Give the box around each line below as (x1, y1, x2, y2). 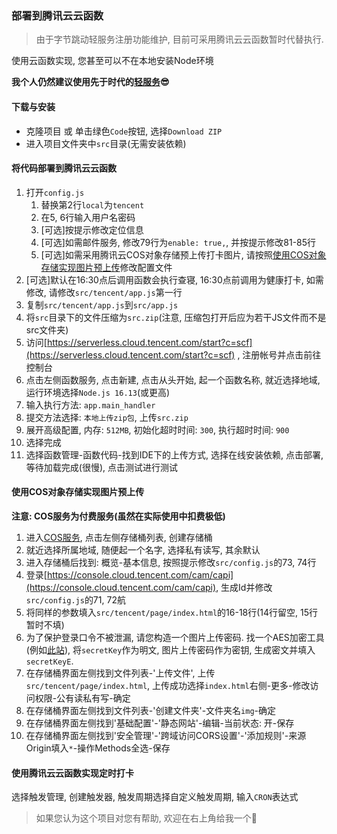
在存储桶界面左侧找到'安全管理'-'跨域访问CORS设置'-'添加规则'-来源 (25, 729, 307, 741)
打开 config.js (25, 186, 85, 198)
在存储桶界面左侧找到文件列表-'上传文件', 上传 (25, 667, 216, 679)
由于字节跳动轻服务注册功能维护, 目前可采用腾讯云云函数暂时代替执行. (35, 33, 324, 46)
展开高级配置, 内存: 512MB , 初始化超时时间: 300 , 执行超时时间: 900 (25, 423, 290, 436)
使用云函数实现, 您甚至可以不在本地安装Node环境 (11, 55, 214, 67)
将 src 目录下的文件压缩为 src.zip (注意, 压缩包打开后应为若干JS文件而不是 (25, 311, 327, 323)
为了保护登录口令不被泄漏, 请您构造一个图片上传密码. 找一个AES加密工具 (25, 631, 325, 643)
